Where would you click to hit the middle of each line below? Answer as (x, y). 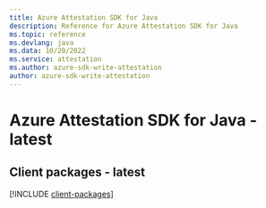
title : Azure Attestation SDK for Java (84, 17)
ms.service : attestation (56, 59)
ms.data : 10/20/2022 (48, 51)
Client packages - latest (77, 173)
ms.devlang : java (42, 43)
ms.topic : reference (48, 34)
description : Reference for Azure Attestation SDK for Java (124, 26)
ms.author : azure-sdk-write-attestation (86, 68)
